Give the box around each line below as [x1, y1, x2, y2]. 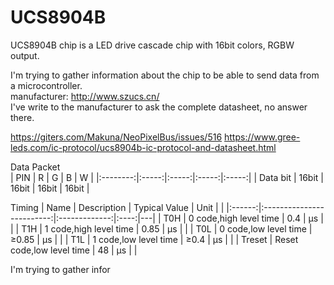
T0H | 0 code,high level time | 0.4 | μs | [163, 212, 324, 224]
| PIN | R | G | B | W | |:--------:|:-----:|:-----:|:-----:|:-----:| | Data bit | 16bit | [10, 171, 324, 183]
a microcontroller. [10, 79, 83, 91]
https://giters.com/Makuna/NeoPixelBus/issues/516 [10, 131, 223, 143]
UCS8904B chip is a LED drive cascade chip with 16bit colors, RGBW [10, 39, 295, 51]
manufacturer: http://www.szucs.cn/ [10, 90, 160, 102]
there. [10, 111, 35, 123]
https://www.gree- [224, 131, 301, 143]
